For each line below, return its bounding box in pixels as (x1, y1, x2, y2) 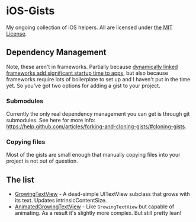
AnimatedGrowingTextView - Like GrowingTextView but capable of (14, 203, 175, 210)
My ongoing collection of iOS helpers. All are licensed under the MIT (6, 24, 173, 31)
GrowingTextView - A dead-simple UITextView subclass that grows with (14, 191, 191, 198)
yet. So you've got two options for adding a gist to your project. (6, 82, 161, 89)
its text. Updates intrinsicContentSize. (14, 197, 107, 204)
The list (6, 175, 34, 185)
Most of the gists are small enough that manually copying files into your (6, 151, 181, 158)
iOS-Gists (6, 4, 55, 18)
